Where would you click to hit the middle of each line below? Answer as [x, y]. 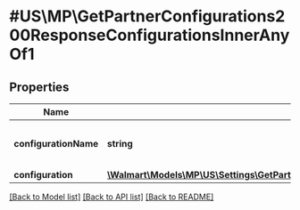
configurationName [56, 144]
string [120, 144]
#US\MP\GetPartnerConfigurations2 [147, 16]
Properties [39, 87]
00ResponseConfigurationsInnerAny [150, 35]
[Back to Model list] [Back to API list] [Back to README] [112, 197]
